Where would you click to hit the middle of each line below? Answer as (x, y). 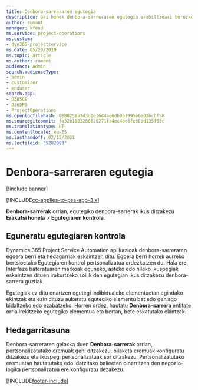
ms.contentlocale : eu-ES (37, 132)
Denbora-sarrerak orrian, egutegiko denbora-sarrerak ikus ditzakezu (90, 211)
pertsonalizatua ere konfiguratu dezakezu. (73, 369)
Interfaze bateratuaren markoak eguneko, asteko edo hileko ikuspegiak (92, 269)
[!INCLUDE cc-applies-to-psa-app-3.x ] (53, 200)
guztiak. (35, 282)
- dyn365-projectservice (37, 45)
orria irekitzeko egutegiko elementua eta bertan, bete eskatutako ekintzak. (96, 312)
